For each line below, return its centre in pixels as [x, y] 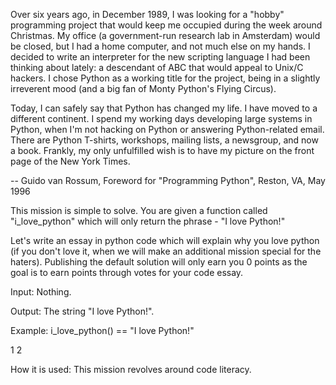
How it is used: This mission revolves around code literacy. [131, 369]
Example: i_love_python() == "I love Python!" [102, 330]
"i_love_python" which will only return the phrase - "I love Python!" [148, 221]
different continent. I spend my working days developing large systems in [161, 118]
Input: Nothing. [41, 292]
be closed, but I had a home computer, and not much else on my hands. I [160, 46]
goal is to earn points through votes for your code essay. [127, 272]
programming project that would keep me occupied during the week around [166, 25]
